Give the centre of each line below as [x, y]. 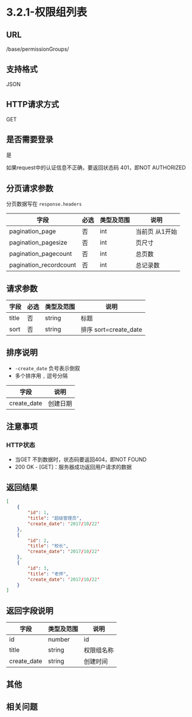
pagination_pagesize [38, 243]
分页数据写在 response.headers [44, 204]
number [59, 639]
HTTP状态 [21, 445]
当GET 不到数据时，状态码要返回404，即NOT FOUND [81, 459]
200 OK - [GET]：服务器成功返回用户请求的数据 [73, 466]
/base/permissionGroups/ [38, 49]
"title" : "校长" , [48, 546]
